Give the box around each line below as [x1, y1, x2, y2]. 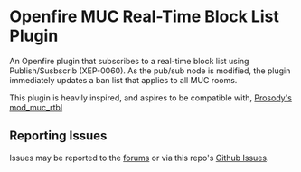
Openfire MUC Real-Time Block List [9, 6, 280, 27]
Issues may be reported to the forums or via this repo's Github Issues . [9, 152, 269, 163]
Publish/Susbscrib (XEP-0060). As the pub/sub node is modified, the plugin [9, 65, 291, 76]
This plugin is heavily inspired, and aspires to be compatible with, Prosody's [9, 92, 292, 103]
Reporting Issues [9, 129, 108, 144]
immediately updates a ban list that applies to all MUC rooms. [9, 74, 238, 85]
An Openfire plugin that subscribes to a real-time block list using [9, 55, 249, 66]
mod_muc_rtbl [9, 101, 63, 112]
